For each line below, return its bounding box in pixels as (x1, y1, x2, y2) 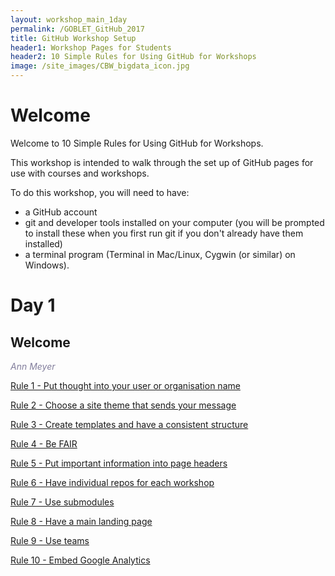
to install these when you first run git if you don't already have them (24, 227, 304, 239)
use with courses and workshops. (10, 167, 150, 179)
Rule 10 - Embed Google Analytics (10, 554, 151, 566)
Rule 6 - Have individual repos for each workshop (10, 476, 215, 488)
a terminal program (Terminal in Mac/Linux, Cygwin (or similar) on (24, 248, 296, 260)
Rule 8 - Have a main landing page (10, 515, 153, 527)
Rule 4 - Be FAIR (10, 437, 78, 450)
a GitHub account (24, 206, 98, 218)
